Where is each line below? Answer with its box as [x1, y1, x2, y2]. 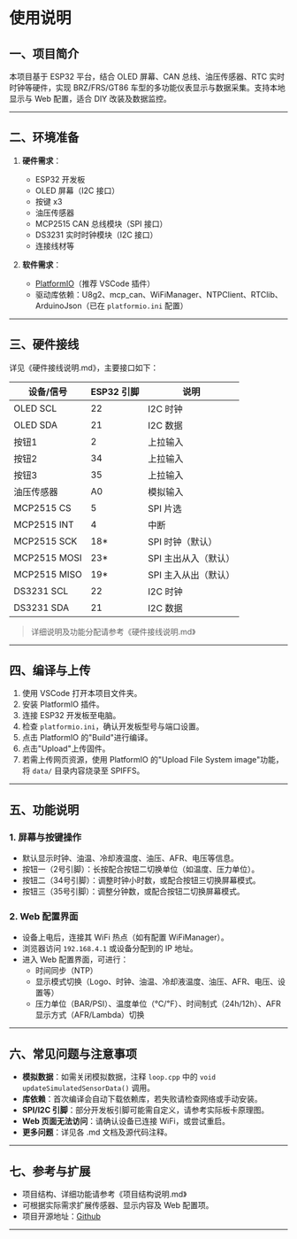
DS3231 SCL [13, 585, 69, 597]
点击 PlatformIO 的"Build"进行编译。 [21, 732, 153, 743]
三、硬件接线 [9, 337, 80, 352]
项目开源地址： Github [21, 1211, 102, 1222]
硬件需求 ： [21, 155, 62, 166]
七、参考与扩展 [9, 1164, 91, 1179]
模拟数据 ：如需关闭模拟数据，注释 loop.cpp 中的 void [21, 1072, 217, 1082]
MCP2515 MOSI [13, 551, 82, 563]
